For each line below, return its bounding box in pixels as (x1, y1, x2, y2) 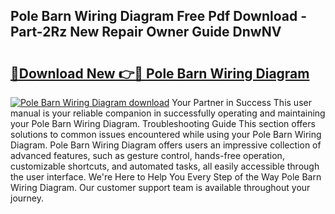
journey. (10, 192, 44, 204)
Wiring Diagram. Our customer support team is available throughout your (10, 182, 311, 193)
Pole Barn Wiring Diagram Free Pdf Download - (10, 8, 307, 25)
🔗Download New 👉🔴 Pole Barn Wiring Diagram (10, 65, 310, 82)
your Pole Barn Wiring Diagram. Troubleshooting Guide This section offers (10, 118, 316, 129)
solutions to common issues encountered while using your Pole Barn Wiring (10, 129, 322, 140)
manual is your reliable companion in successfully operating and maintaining (10, 107, 326, 119)
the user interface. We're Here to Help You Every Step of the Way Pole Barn (10, 171, 322, 183)
